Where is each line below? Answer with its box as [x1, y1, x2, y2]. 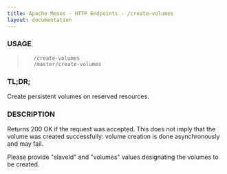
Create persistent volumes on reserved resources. [7, 92, 149, 100]
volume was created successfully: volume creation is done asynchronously [7, 132, 220, 141]
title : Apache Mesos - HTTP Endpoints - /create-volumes [7, 10, 174, 17]
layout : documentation [7, 17, 72, 23]
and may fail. [7, 140, 44, 148]
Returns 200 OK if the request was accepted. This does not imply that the [7, 125, 216, 133]
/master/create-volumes [33, 61, 102, 67]
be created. [7, 160, 40, 168]
